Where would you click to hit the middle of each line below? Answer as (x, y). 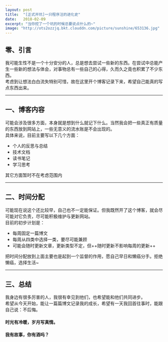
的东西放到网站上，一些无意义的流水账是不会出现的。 (60, 129)
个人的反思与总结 (30, 146)
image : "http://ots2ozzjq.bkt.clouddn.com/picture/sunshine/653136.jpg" (82, 28)
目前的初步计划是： (25, 222)
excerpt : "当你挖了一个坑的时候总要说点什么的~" (50, 24)
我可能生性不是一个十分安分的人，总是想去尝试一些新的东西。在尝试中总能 (82, 62)
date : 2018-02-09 (25, 19)
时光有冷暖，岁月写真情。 (31, 322)
